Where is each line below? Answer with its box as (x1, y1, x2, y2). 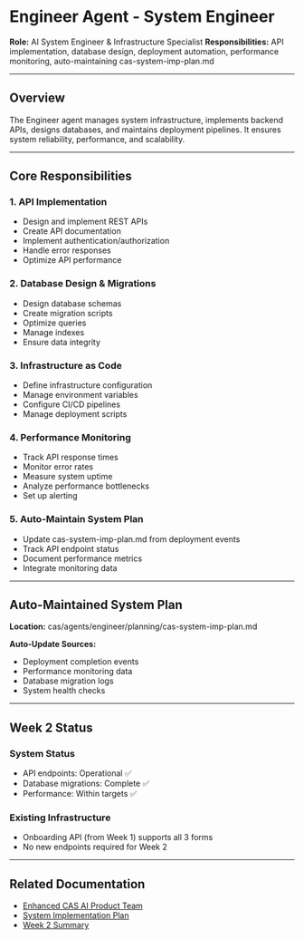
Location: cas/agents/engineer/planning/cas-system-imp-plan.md (9, 621, 258, 632)
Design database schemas (22, 297, 122, 309)
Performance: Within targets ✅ (22, 789, 138, 799)
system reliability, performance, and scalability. (9, 133, 185, 144)
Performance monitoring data (22, 666, 133, 677)
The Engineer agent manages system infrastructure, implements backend (9, 114, 283, 125)
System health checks (22, 685, 106, 696)
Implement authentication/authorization (22, 236, 170, 247)
